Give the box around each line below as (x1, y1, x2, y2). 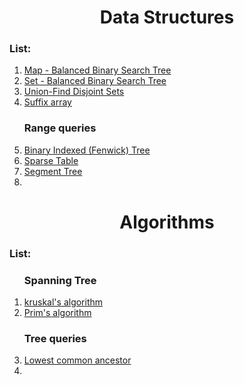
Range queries (23, 121, 97, 135)
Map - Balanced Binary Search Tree (23, 64, 172, 76)
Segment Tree (23, 165, 83, 177)
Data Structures (99, 6, 235, 29)
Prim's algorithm (23, 307, 92, 319)
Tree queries (23, 332, 87, 346)
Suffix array (23, 96, 72, 108)
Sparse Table (23, 154, 79, 166)
